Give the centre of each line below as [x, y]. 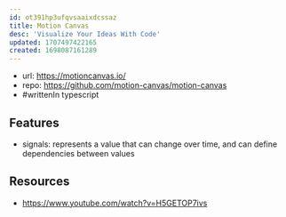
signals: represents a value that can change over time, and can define [150, 144]
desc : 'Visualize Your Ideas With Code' [85, 34]
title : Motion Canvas [49, 26]
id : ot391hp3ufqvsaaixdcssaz [63, 17]
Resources [40, 182]
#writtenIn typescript [60, 95]
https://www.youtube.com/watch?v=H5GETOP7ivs [115, 203]
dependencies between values [78, 153]
